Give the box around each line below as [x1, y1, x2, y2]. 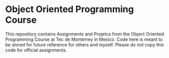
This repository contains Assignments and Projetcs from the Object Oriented [5, 31, 164, 37]
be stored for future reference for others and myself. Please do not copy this [5, 41, 164, 47]
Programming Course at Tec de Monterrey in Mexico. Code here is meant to [5, 36, 163, 42]
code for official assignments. [5, 47, 67, 53]
